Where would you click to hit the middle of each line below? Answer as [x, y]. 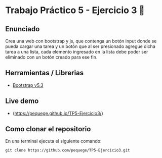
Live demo [22, 101]
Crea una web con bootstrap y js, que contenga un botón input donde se [81, 41]
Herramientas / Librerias [45, 73]
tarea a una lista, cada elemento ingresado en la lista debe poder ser [77, 52]
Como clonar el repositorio [48, 129]
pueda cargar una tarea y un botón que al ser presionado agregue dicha [80, 46]
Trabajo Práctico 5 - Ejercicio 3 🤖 [75, 10]
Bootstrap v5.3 [28, 85]
